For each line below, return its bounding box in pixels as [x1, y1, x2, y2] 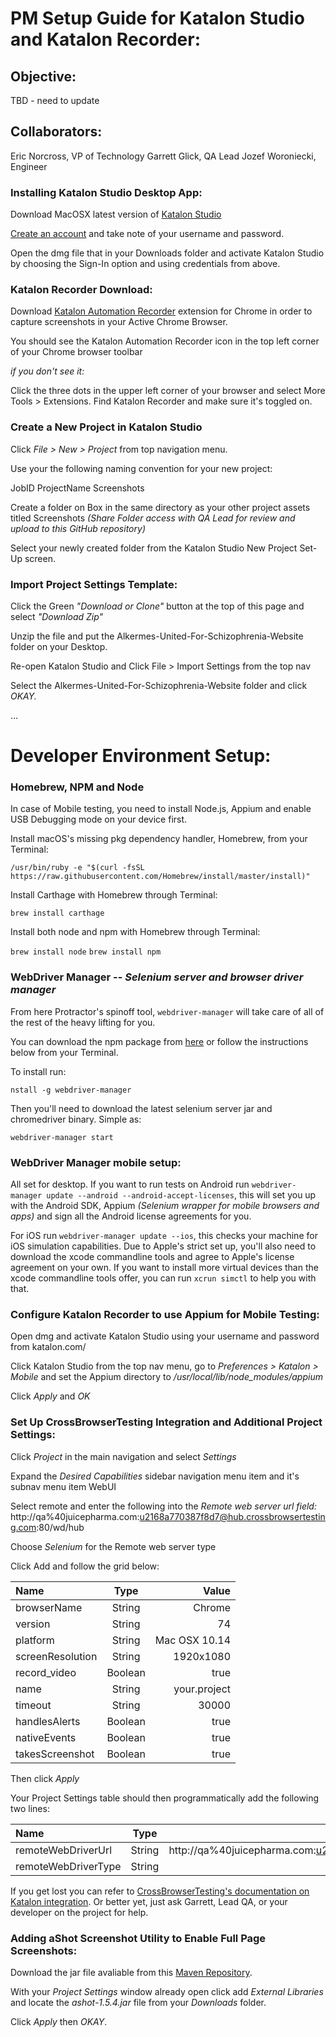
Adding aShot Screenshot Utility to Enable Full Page [10, 1931, 267, 1945]
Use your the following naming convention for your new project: [10, 462, 273, 474]
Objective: [10, 68, 77, 85]
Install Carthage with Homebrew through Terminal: [10, 889, 218, 901]
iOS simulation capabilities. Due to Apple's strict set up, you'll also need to [10, 1240, 317, 1252]
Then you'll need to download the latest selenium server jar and [10, 1102, 273, 1114]
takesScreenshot [15, 1747, 95, 1761]
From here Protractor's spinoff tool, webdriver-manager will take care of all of [10, 1005, 325, 1017]
